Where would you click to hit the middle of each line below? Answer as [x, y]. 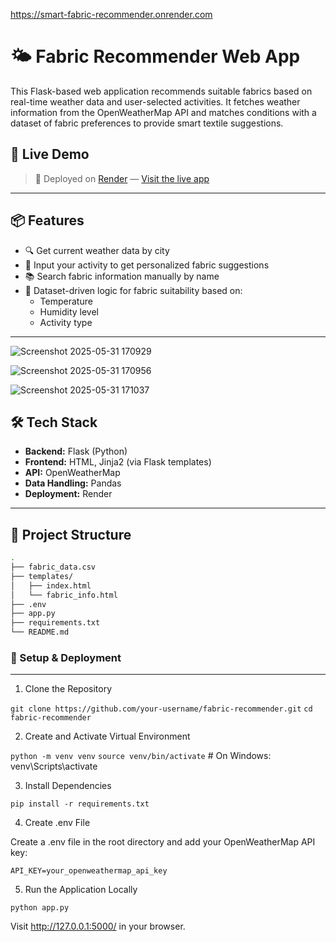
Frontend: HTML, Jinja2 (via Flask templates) [118, 462]
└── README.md [40, 632]
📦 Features [47, 220]
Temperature [66, 301]
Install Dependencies [68, 786]
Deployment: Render [68, 494]
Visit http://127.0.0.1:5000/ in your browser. [98, 926]
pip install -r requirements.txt [80, 804]
